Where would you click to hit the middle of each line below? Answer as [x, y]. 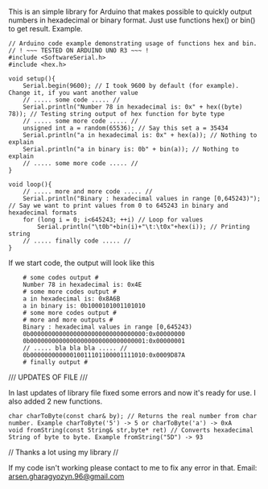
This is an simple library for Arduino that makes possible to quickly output [130, 12]
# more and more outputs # [68, 320]
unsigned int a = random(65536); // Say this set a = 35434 [126, 128]
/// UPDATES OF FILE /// [48, 377]
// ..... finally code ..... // [77, 241]
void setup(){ [32, 79]
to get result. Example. [45, 29]
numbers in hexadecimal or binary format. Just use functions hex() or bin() [132, 20]
